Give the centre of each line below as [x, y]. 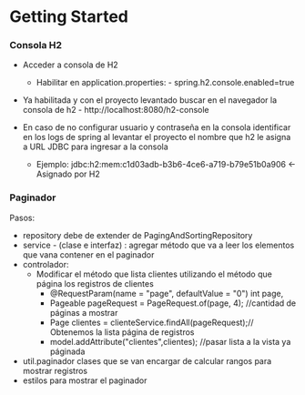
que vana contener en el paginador [88, 254]
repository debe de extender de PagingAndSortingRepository [137, 235]
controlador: [46, 264]
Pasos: [22, 218]
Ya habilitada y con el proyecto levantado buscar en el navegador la [150, 100]
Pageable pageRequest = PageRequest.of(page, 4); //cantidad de [173, 303]
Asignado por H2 [68, 174]
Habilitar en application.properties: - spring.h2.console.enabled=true [165, 83]
